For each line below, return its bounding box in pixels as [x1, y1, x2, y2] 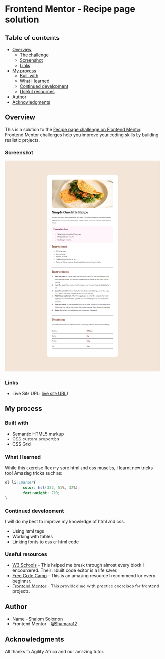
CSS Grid [12, 441, 31, 447]
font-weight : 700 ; [23, 490, 60, 495]
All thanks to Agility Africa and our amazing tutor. [5, 648, 105, 654]
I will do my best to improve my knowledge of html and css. [5, 518, 125, 524]
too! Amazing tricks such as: [5, 470, 63, 476]
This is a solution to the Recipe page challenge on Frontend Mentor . [5, 126, 142, 132]
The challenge [19, 52, 49, 58]
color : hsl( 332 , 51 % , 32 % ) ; [23, 485, 80, 490]
